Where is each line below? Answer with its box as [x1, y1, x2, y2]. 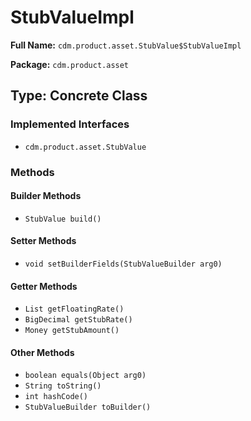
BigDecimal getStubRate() [24, 315, 133, 325]
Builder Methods [10, 190, 82, 202]
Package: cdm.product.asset [10, 58, 130, 70]
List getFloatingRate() [24, 304, 125, 315]
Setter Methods [10, 235, 77, 247]
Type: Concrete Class [10, 87, 148, 105]
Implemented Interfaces [10, 117, 130, 131]
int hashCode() [24, 392, 89, 402]
